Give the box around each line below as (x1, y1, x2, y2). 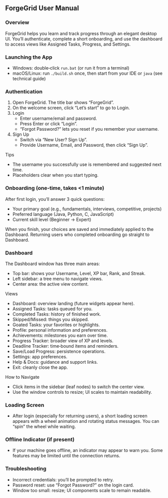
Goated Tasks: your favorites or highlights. (12, 322, 100, 328)
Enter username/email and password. (19, 115, 97, 122)
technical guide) (12, 75, 46, 82)
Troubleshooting (5, 465, 46, 472)
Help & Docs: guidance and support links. (12, 359, 98, 365)
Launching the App (5, 54, 52, 61)
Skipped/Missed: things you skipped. (12, 316, 89, 322)
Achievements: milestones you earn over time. (12, 332, 108, 338)
